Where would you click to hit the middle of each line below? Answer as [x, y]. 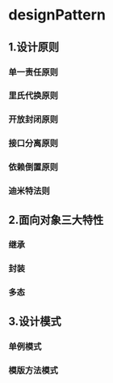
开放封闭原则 [33, 119]
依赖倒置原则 [33, 167]
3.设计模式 [35, 321]
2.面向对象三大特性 [56, 219]
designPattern [57, 15]
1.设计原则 [34, 47]
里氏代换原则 [33, 96]
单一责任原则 [33, 72]
